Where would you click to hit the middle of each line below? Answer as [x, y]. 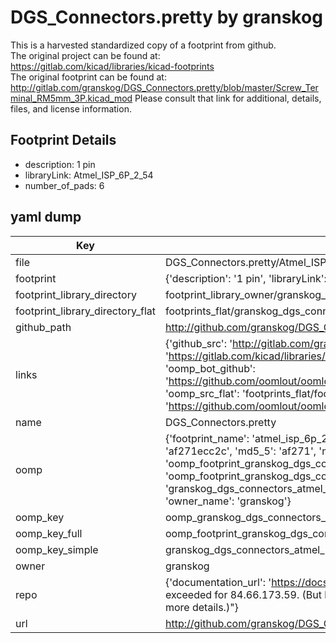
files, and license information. [71, 108]
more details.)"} [201, 607]
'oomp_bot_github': [210, 368]
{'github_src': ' [198, 343]
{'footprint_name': [207, 438]
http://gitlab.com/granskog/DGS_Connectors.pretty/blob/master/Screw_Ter [164, 87]
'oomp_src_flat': [202, 393]
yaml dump [46, 217]
